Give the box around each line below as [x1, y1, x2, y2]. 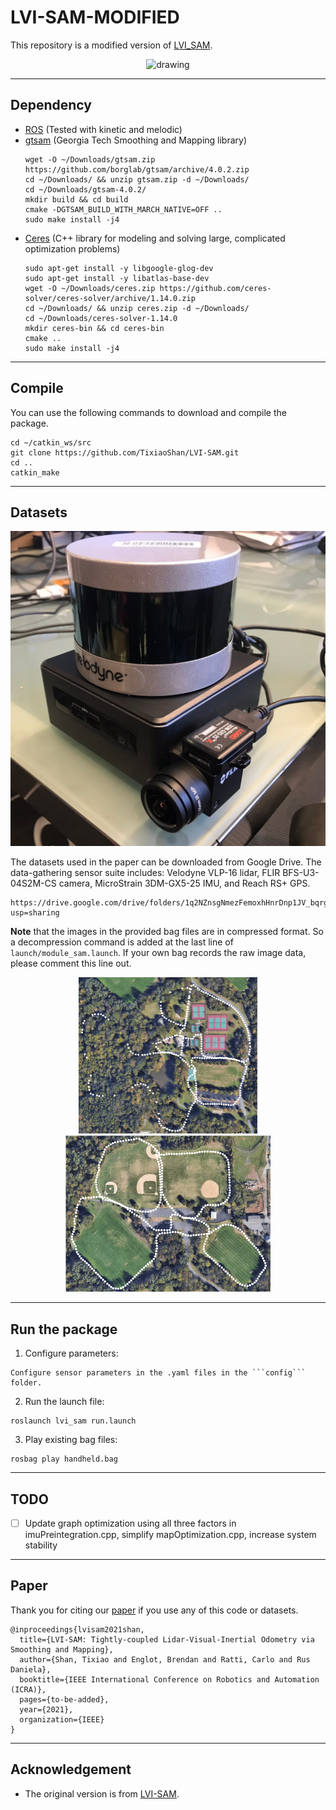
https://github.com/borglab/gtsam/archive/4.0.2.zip [24, 164, 250, 175]
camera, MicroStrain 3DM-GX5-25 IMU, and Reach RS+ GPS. [58, 877, 311, 890]
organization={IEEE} [19, 1714, 105, 1725]
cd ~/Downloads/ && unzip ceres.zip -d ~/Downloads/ [24, 303, 250, 313]
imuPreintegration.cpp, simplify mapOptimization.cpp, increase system [24, 1529, 317, 1541]
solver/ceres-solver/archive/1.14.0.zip [24, 293, 196, 303]
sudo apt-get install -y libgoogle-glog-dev [24, 263, 214, 273]
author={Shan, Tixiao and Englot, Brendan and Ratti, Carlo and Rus [19, 1654, 311, 1665]
